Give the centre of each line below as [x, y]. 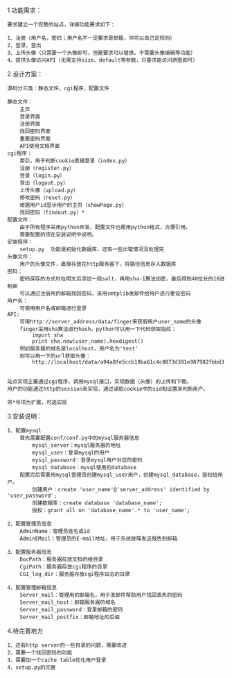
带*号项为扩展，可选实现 [37, 402]
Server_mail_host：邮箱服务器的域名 [68, 602]
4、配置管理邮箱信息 [32, 588]
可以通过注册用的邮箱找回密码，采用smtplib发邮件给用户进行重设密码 [105, 294]
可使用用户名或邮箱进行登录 [53, 308]
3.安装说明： [25, 416]
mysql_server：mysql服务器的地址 [77, 446]
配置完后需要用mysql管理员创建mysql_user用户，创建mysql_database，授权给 [119, 475]
